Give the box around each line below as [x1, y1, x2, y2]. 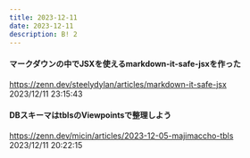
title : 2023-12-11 [9, 12, 78, 22]
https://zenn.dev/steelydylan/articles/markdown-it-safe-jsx [9, 79, 228, 89]
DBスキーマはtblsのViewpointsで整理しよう [9, 110, 172, 121]
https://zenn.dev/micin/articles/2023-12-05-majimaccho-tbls [9, 130, 234, 141]
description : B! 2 [9, 29, 78, 38]
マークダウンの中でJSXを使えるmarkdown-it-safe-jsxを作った [9, 58, 241, 69]
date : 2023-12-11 [9, 21, 74, 30]
